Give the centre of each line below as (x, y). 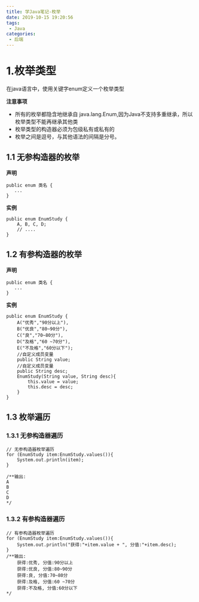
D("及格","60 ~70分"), (44, 342)
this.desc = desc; (50, 387)
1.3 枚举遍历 (28, 417)
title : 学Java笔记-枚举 (33, 12)
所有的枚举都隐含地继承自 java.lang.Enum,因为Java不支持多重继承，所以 (104, 114)
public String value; (44, 360)
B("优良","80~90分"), (42, 329)
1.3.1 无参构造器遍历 (35, 436)
